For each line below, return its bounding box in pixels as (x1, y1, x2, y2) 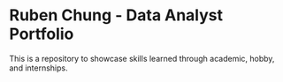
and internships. (9, 63, 68, 73)
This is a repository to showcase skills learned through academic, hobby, (9, 53, 275, 63)
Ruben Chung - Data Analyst (9, 5, 224, 26)
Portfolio (9, 24, 74, 44)
